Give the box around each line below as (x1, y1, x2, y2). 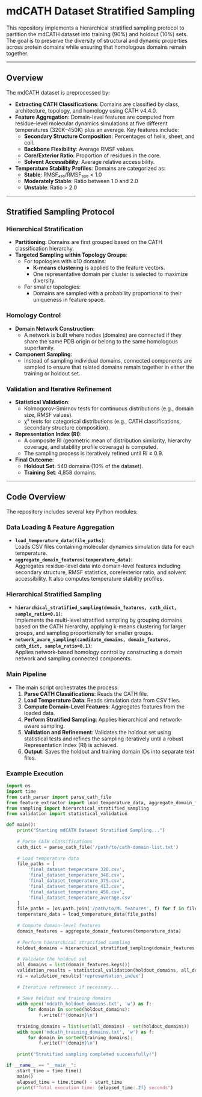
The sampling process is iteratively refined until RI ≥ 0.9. (23, 450, 164, 457)
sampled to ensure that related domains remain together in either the (23, 363, 194, 370)
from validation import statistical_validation (6, 811, 128, 817)
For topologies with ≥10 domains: (23, 258, 106, 265)
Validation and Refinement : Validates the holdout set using (23, 728, 171, 736)
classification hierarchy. (14, 245, 74, 252)
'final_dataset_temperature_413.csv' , (28, 883, 125, 889)
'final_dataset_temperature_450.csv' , (28, 889, 125, 895)
